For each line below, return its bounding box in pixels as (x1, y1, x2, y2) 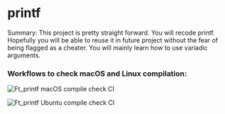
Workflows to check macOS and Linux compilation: (7, 69, 187, 79)
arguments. (7, 51, 41, 59)
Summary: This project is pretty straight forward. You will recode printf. (7, 28, 215, 37)
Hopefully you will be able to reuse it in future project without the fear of (7, 35, 219, 44)
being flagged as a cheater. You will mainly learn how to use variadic (7, 43, 208, 52)
